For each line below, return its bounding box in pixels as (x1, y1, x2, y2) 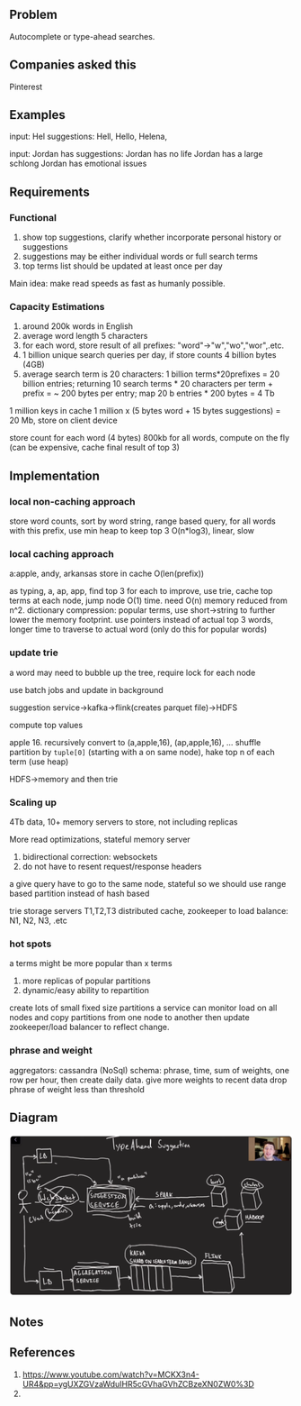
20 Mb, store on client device (9, 415, 119, 426)
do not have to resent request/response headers (22, 861, 202, 872)
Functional (9, 211, 57, 224)
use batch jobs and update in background (9, 684, 164, 695)
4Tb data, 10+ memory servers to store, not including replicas (9, 817, 238, 827)
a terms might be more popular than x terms (9, 958, 173, 969)
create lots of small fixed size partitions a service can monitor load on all (9, 1002, 278, 1013)
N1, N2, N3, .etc (9, 915, 67, 926)
